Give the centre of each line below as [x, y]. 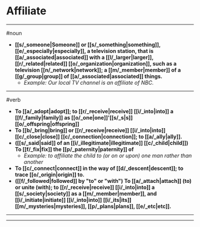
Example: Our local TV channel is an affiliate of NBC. [89, 82]
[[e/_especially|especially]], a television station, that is [84, 51]
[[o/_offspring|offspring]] [47, 124]
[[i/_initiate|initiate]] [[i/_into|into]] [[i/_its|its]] [73, 200]
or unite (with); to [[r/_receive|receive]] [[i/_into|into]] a [85, 187]
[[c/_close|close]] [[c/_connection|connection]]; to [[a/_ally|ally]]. [99, 136]
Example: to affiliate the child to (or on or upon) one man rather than [108, 156]
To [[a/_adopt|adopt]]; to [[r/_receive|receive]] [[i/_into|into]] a [94, 111]
